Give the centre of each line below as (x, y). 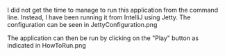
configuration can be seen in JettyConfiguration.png (82, 25)
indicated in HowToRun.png (47, 45)
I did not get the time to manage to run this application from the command (113, 10)
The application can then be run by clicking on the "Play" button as (103, 38)
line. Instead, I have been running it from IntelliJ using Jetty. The (99, 17)
